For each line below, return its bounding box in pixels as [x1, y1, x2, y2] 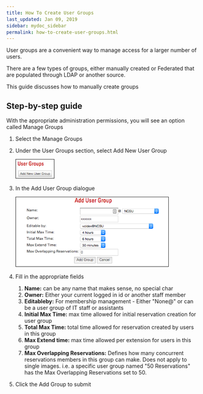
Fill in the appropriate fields [15, 273, 84, 280]
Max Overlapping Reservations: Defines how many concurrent [24, 350, 184, 357]
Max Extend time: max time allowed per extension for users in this [24, 337, 191, 344]
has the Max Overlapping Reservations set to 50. [24, 369, 147, 376]
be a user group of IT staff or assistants [24, 304, 124, 312]
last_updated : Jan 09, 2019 [6, 16, 78, 23]
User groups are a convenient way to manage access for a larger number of [6, 46, 197, 54]
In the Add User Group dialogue [15, 185, 95, 192]
